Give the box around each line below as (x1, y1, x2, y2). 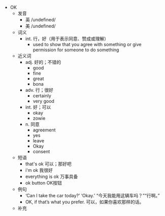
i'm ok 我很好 (25, 167, 53, 173)
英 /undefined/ (25, 17, 56, 22)
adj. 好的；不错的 (25, 59, 61, 65)
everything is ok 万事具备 (25, 173, 78, 179)
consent (32, 149, 50, 154)
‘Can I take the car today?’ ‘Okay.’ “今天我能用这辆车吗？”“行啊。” (25, 193, 160, 198)
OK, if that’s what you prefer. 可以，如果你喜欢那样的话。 (25, 199, 144, 205)
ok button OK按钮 (25, 180, 62, 186)
